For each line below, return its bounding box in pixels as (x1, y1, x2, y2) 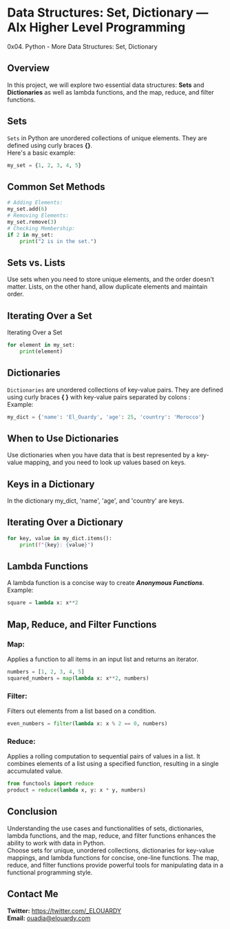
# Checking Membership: (7, 224, 76, 232)
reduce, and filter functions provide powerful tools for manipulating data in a (7, 861, 224, 869)
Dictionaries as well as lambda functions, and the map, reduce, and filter (7, 88, 214, 96)
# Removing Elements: (7, 212, 70, 219)
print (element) (19, 347, 63, 355)
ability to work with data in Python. (7, 839, 105, 847)
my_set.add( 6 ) (7, 206, 48, 213)
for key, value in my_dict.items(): (7, 535, 112, 542)
